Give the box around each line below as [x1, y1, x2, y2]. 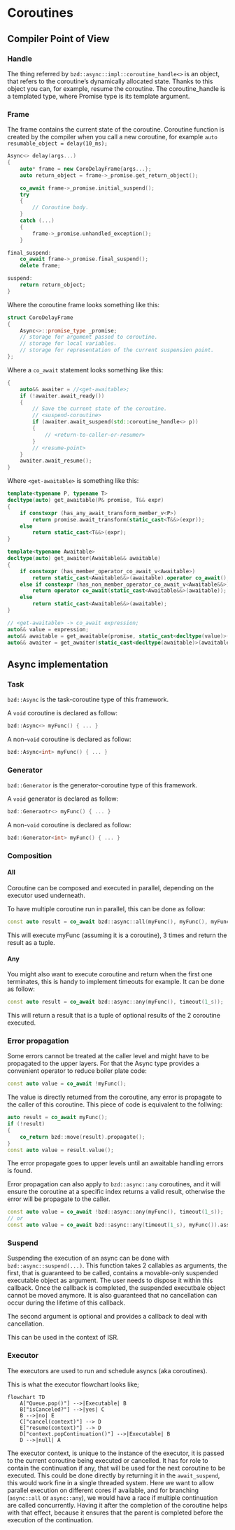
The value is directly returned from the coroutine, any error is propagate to [7, 1093, 222, 1102]
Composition [7, 850, 52, 860]
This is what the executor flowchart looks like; [7, 1380, 140, 1389]
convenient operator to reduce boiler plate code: [7, 1067, 147, 1075]
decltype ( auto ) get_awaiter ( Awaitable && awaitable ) [7, 555, 161, 562]
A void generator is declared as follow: [7, 794, 119, 803]
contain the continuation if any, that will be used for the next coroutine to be [7, 1464, 226, 1472]
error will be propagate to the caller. [7, 1195, 111, 1203]
